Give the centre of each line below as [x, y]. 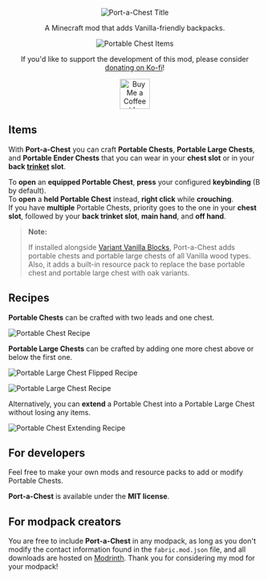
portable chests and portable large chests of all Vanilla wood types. [139, 255]
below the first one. [41, 357]
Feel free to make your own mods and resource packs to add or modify [126, 472]
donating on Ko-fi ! [135, 67]
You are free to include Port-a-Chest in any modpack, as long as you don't [132, 541]
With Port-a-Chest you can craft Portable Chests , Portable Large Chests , [132, 149]
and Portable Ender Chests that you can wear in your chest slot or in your [132, 157]
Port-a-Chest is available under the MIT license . [89, 496]
